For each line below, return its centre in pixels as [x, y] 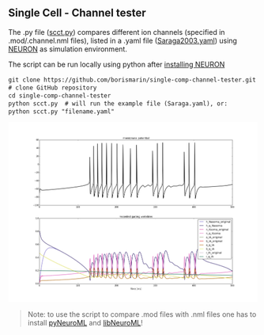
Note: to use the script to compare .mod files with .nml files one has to [142, 314]
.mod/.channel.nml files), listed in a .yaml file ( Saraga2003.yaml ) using [123, 40]
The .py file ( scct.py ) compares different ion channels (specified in [117, 32]
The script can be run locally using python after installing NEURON [117, 64]
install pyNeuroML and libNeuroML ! [85, 323]
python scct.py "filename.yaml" [61, 111]
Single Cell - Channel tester [77, 13]
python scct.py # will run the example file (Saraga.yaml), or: [118, 103]
